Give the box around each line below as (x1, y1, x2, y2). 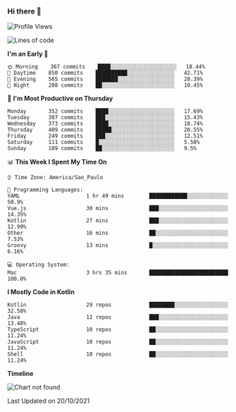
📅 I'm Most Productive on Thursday (7, 95, 113, 103)
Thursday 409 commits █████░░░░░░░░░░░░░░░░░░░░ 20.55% (7, 126, 203, 133)
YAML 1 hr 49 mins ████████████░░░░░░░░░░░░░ (7, 193, 229, 200)
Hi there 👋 (7, 6, 42, 16)
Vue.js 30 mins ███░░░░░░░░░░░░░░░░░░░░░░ (7, 205, 229, 212)
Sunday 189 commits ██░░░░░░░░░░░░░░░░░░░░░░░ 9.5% (7, 145, 197, 152)
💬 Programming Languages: (7, 186, 83, 193)
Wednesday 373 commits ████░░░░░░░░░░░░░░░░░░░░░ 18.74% (7, 120, 203, 128)
